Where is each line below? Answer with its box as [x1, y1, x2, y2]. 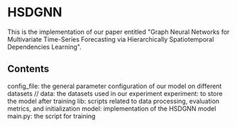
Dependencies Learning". [7, 42, 82, 51]
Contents [7, 63, 50, 75]
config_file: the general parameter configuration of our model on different [7, 82, 222, 90]
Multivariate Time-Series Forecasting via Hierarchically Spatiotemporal [7, 35, 214, 43]
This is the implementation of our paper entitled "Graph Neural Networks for [7, 28, 230, 36]
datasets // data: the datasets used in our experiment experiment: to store [7, 89, 223, 97]
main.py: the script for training [7, 111, 96, 120]
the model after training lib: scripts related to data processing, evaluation [7, 97, 220, 105]
